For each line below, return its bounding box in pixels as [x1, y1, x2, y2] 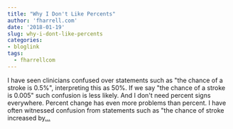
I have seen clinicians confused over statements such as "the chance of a [7, 76, 224, 84]
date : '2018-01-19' [7, 23, 65, 30]
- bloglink [7, 43, 40, 50]
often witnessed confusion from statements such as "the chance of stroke [7, 106, 225, 114]
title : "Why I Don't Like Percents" [7, 10, 116, 18]
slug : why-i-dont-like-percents [7, 30, 103, 38]
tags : [7, 50, 23, 57]
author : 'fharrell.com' [7, 17, 78, 24]
